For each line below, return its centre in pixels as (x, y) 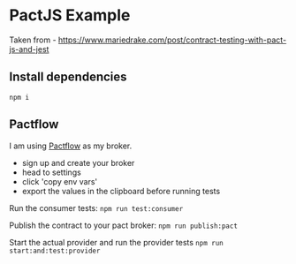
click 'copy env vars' (60, 181)
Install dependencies (68, 77)
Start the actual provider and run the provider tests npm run (116, 242)
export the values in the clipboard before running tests (121, 191)
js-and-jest (29, 49)
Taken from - (33, 40)
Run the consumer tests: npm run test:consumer (96, 207)
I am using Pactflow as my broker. (71, 146)
